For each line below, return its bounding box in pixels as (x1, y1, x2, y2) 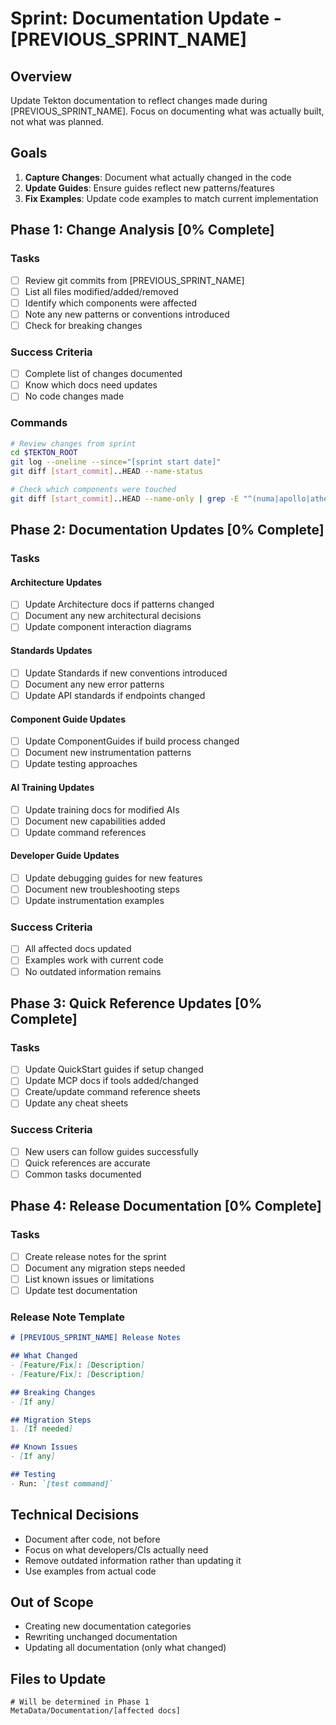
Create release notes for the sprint (24, 1250, 167, 1262)
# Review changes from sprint (10, 438, 137, 449)
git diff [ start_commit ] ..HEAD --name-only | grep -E (10, 493, 240, 504)
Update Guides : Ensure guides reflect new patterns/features (24, 182, 275, 194)
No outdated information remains (24, 965, 162, 977)
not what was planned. (10, 116, 105, 127)
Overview (10, 68, 73, 85)
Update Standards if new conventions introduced (24, 667, 228, 679)
